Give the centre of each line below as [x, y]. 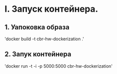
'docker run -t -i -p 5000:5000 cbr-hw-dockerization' [59, 66]
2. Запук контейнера [38, 54]
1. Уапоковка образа [37, 27]
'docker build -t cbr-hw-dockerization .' [44, 39]
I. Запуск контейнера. [51, 9]
